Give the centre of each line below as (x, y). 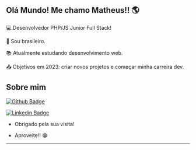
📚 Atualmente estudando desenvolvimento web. (64, 53)
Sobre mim (26, 87)
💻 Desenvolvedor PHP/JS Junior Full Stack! (59, 27)
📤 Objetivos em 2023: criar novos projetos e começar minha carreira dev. (95, 67)
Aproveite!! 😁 (31, 135)
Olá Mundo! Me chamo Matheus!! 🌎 (73, 10)
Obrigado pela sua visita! (44, 124)
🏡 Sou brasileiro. (26, 41)
